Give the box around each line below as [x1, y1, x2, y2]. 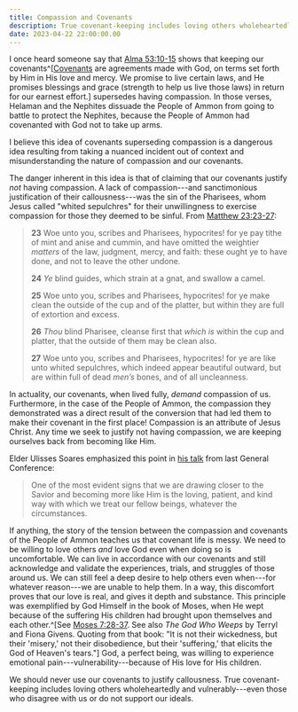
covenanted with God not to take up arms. [9, 120, 163, 130]
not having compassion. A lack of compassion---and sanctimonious [9, 183, 258, 193]
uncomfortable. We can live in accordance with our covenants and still [9, 553, 266, 564]
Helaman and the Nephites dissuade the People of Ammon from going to [9, 101, 275, 112]
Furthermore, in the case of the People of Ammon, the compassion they [9, 398, 271, 409]
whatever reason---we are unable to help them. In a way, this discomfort [9, 582, 275, 592]
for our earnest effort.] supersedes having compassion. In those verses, [9, 91, 272, 102]
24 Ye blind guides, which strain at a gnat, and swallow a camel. [30, 273, 266, 284]
